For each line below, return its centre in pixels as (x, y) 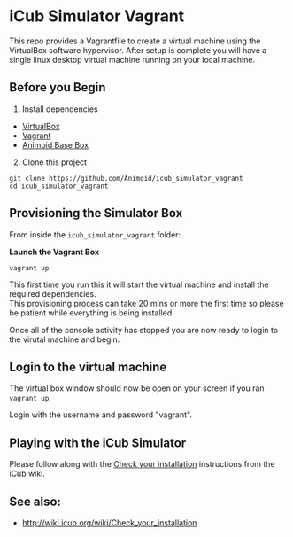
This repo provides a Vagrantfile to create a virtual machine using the (135, 41)
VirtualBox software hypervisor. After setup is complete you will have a (138, 50)
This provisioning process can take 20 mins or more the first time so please (147, 303)
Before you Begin (58, 87)
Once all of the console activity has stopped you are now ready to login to (144, 330)
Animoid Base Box (55, 144)
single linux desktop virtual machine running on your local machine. (132, 59)
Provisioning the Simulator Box (96, 213)
